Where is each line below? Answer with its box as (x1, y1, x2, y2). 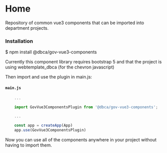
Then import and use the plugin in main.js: (5, 74, 92, 80)
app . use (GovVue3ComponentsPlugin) (14, 127, 86, 132)
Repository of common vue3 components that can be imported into (5, 20, 144, 26)
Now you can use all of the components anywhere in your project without (5, 136, 157, 142)
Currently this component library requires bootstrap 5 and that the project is (5, 59, 162, 65)
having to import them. (5, 142, 52, 148)
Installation (5, 37, 34, 44)
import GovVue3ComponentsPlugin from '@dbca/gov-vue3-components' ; (14, 105, 158, 110)
